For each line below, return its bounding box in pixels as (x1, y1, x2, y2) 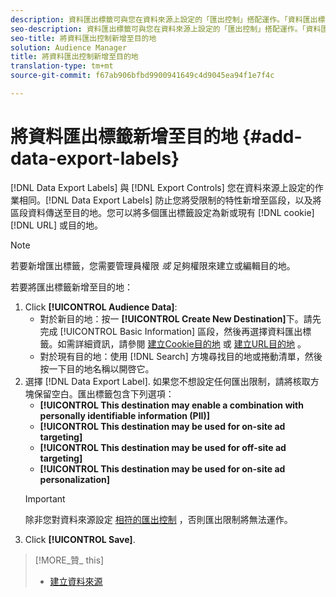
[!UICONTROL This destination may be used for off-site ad (39, 441, 287, 453)
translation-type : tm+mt (10, 61, 114, 71)
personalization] (39, 473, 110, 485)
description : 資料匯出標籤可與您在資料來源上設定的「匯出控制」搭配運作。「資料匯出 (10, 14, 318, 25)
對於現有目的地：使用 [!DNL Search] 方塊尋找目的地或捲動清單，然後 (39, 350, 323, 362)
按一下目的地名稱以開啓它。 (39, 362, 155, 375)
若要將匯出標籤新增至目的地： (10, 281, 133, 293)
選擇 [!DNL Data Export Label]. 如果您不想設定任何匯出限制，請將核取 (24, 375, 311, 387)
